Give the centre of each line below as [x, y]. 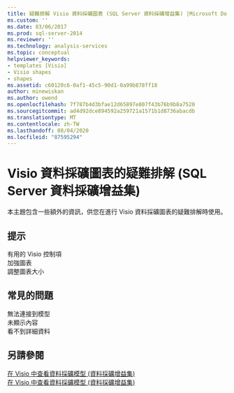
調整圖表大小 [25, 272]
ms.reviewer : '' [31, 40]
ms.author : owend [32, 98]
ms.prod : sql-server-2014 [45, 33]
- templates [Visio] [37, 66]
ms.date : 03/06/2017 [37, 27]
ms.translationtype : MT [42, 117]
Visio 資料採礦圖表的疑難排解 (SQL [107, 173]
